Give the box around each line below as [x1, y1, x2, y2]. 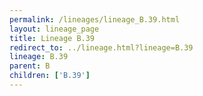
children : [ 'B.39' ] [9, 71, 91, 81]
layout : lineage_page [9, 24, 100, 34]
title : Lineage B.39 [9, 33, 96, 43]
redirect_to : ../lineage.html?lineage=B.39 [9, 42, 194, 53]
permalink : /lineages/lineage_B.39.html [9, 14, 181, 25]
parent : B [9, 61, 51, 71]
